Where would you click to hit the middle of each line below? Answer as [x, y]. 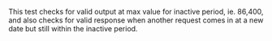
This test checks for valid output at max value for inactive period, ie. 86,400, [136, 12]
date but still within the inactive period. [73, 29]
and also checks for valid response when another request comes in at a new [136, 20]
